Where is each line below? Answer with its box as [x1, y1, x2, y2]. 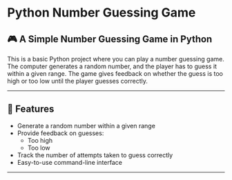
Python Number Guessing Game [7, 5, 196, 21]
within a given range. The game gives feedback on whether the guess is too [7, 70, 223, 77]
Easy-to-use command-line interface [17, 158, 123, 166]
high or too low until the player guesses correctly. [7, 77, 148, 85]
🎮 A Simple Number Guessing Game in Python [7, 33, 213, 45]
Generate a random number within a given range [17, 121, 155, 130]
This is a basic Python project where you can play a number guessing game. [7, 55, 224, 63]
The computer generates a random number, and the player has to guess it [7, 62, 217, 70]
